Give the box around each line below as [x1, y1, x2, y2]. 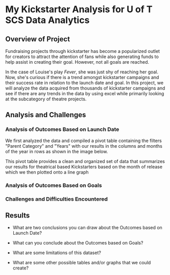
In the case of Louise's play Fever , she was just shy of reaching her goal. [5, 69, 159, 75]
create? [12, 265, 29, 271]
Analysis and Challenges [5, 111, 86, 119]
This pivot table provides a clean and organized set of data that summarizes [5, 158, 165, 164]
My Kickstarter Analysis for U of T [5, 4, 153, 15]
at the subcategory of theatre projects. [5, 96, 87, 102]
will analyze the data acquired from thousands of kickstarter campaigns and [5, 85, 165, 91]
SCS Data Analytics [5, 14, 90, 26]
